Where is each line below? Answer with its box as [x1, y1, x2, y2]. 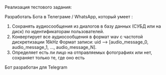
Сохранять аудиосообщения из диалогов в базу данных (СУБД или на [11, 23, 161, 29]
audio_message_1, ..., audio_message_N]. [11, 44, 97, 50]
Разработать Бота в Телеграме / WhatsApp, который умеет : [4, 14, 133, 19]
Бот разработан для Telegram [4, 64, 68, 70]
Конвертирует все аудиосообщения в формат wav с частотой [11, 34, 143, 39]
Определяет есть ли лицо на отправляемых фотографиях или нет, [11, 49, 153, 55]
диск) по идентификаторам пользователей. [11, 29, 104, 34]
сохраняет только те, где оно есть [11, 55, 85, 61]
